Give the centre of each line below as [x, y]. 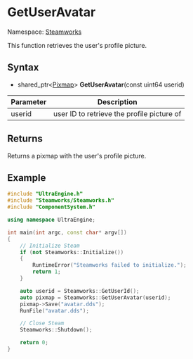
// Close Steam [42, 323]
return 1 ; [47, 272]
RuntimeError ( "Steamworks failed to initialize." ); [110, 265]
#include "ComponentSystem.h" [52, 207]
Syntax [23, 68]
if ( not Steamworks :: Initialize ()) [72, 252]
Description [117, 101]
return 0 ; [34, 343]
